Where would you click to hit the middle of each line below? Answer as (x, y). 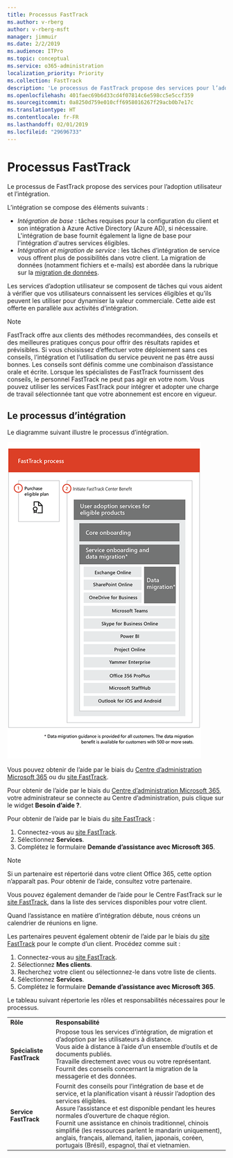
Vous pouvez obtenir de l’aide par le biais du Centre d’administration (105, 770)
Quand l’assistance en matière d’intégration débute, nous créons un (104, 916)
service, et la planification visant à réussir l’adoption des (135, 1093)
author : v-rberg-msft (38, 29)
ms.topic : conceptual (38, 59)
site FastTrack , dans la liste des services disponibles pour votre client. (107, 902)
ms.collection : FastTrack (44, 81)
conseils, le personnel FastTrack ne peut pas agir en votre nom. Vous (106, 379)
